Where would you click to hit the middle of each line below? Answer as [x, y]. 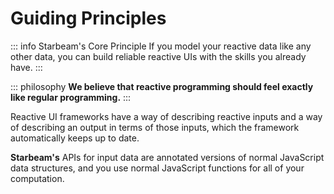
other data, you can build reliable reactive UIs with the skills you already [158, 56]
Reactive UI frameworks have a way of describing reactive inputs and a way [166, 116]
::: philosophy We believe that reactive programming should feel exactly [162, 86]
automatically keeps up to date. [75, 138]
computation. [37, 178]
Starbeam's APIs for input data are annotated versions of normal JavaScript [167, 157]
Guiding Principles [88, 18]
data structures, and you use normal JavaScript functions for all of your [157, 168]
